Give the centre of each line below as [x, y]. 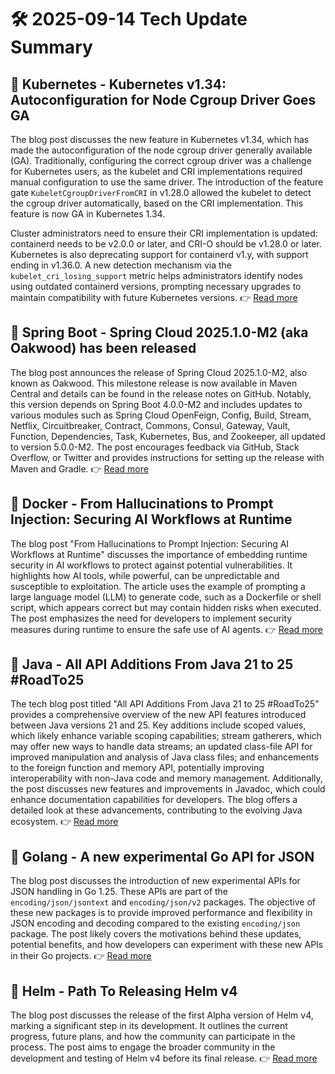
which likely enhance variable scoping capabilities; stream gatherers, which [166, 736]
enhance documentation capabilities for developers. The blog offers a [154, 800]
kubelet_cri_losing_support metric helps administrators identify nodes [156, 275]
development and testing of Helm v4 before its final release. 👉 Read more [164, 1058]
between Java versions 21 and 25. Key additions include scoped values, [158, 725]
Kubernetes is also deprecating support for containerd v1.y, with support [159, 254]
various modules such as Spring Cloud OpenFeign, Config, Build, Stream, [161, 415]
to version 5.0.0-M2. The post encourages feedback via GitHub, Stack [155, 447]
